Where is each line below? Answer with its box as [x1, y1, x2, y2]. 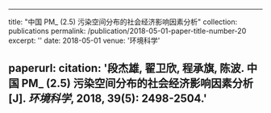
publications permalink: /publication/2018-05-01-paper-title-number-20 [8, 26, 247, 36]
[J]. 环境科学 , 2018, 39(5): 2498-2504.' [8, 92, 207, 106]
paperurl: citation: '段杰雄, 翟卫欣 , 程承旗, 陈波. [8, 61, 244, 75]
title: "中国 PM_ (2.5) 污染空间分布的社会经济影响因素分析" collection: [8, 17, 238, 27]
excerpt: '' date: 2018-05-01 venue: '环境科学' [8, 36, 161, 45]
